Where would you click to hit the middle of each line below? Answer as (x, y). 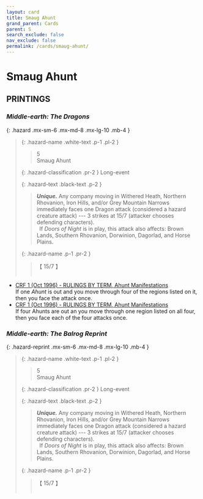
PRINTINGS (28, 99)
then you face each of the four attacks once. (71, 317)
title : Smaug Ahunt (31, 18)
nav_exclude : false (31, 41)
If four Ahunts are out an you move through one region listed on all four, (105, 311)
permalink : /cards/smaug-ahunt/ (47, 47)
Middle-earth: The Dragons (48, 117)
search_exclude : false (35, 35)
